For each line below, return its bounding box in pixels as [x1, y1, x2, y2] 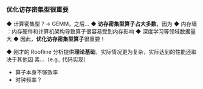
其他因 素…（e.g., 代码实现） [16, 56, 89, 63]
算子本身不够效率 [15, 68, 58, 76]
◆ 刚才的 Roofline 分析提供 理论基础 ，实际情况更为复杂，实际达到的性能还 [6, 48, 191, 56]
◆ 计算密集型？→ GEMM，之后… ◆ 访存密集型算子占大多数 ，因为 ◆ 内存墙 [6, 20, 198, 28]
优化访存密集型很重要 [6, 5, 69, 13]
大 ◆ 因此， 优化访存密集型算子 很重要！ [6, 35, 106, 43]
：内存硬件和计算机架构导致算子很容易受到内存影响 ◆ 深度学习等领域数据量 [6, 28, 196, 35]
